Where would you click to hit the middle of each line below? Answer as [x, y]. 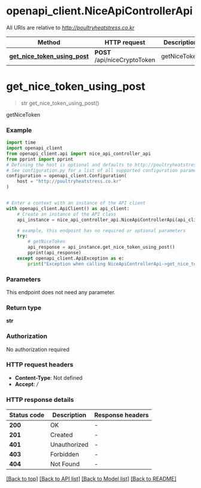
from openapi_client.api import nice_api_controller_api [79, 154]
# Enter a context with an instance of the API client [76, 203]
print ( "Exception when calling [67, 264]
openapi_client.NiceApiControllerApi [100, 11]
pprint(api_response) [55, 253]
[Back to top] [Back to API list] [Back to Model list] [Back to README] [91, 479]
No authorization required [38, 349]
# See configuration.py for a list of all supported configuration [92, 170]
